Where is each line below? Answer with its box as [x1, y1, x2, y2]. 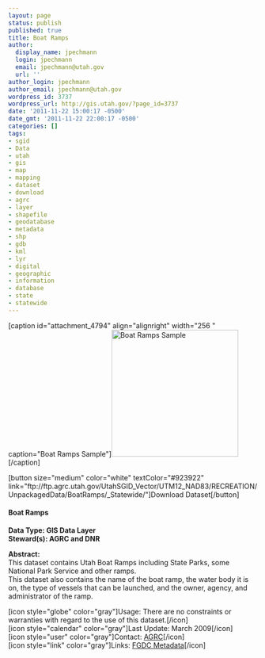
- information [8, 277, 55, 285]
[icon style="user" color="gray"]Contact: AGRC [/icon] [8, 632, 185, 641]
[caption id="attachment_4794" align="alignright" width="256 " [8, 320, 216, 330]
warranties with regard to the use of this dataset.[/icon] [8, 615, 188, 625]
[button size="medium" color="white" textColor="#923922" [8, 472, 204, 482]
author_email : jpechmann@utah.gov [8, 85, 123, 94]
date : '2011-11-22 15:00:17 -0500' [8, 108, 126, 116]
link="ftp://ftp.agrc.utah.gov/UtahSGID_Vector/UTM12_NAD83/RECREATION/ [8, 481, 258, 491]
